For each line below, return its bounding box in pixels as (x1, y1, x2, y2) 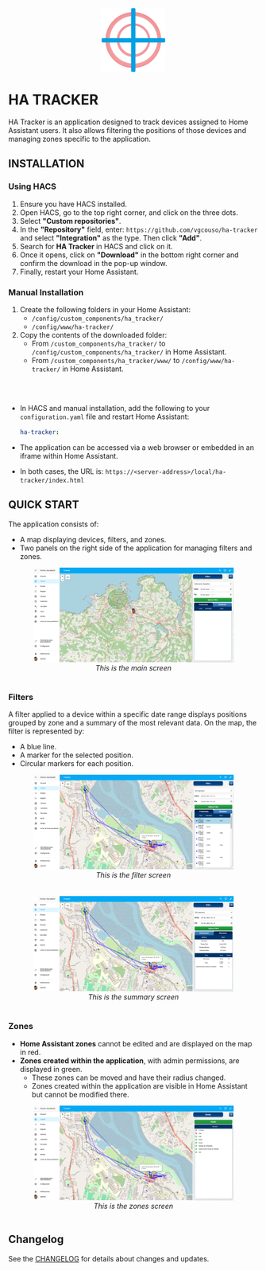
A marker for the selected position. (19, 750, 133, 760)
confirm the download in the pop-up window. (19, 258, 168, 268)
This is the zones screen (93, 1202, 174, 1211)
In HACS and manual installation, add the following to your (19, 403, 210, 413)
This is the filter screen (95, 870, 172, 880)
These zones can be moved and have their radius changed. (31, 1073, 226, 1082)
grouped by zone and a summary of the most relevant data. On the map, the (8, 718, 257, 728)
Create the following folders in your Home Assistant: (19, 304, 191, 314)
